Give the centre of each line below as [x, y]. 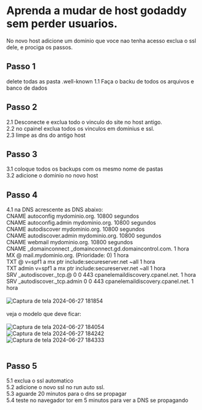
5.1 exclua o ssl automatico [40, 381]
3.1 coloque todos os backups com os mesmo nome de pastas [85, 169]
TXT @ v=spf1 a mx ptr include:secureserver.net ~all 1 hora [81, 262]
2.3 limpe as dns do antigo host [46, 135]
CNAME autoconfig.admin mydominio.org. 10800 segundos [81, 223]
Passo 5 [22, 366]
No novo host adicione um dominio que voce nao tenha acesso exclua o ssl [101, 41]
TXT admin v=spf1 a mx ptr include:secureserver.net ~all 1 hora [86, 268]
